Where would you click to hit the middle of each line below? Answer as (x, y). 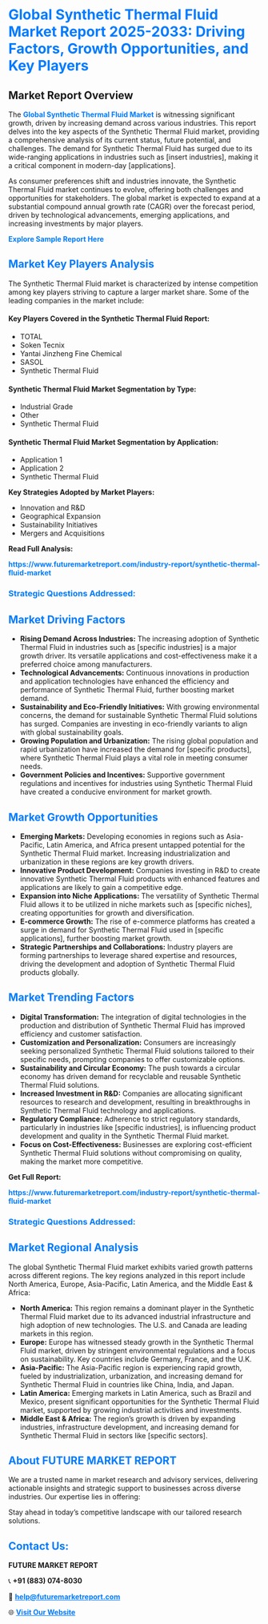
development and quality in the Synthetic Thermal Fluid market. (124, 1136)
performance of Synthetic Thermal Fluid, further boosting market (127, 690)
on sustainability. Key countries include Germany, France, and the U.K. (136, 1359)
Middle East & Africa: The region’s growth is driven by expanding (128, 1418)
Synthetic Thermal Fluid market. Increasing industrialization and (125, 853)
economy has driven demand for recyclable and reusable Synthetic (130, 1076)
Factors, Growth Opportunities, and (129, 49)
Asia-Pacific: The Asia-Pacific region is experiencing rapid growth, (131, 1367)
